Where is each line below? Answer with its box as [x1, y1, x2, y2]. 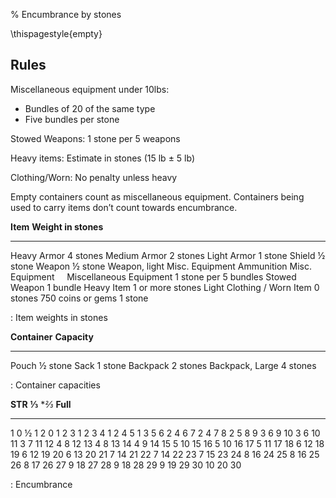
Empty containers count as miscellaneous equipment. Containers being [10, 190, 305, 203]
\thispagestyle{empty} [10, 28, 103, 39]
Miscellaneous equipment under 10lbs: [10, 83, 170, 95]
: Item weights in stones [10, 311, 108, 323]
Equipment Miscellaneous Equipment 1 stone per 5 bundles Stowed [10, 270, 297, 283]
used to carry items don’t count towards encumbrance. [10, 201, 238, 213]
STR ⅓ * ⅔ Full [10, 398, 72, 410]
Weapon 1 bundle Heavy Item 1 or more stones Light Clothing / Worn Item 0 [10, 281, 320, 293]
